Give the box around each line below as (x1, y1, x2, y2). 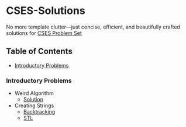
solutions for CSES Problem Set (6, 29, 82, 36)
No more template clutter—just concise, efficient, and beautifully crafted (6, 23, 180, 30)
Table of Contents (6, 47, 73, 57)
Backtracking (23, 108, 56, 115)
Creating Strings (14, 102, 54, 109)
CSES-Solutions (6, 4, 86, 17)
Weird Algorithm (14, 90, 54, 97)
